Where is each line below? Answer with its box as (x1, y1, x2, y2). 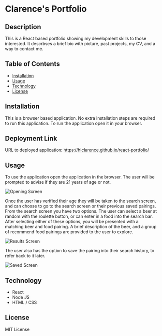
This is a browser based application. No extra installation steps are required (5, 115, 156, 121)
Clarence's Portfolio (5, 3, 87, 15)
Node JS (12, 294, 30, 300)
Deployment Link (5, 134, 57, 143)
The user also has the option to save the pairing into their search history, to (5, 248, 155, 254)
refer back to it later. (5, 253, 45, 259)
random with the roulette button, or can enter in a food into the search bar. (5, 213, 153, 219)
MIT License (5, 326, 30, 332)
